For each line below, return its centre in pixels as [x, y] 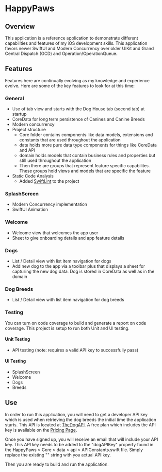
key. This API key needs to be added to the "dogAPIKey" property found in [79, 444]
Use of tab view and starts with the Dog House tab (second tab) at [78, 109]
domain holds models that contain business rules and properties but [87, 156]
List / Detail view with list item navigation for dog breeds [68, 300]
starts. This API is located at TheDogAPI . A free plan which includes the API [81, 425]
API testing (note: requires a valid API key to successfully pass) [75, 350]
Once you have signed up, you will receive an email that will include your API [81, 439]
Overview [20, 26]
